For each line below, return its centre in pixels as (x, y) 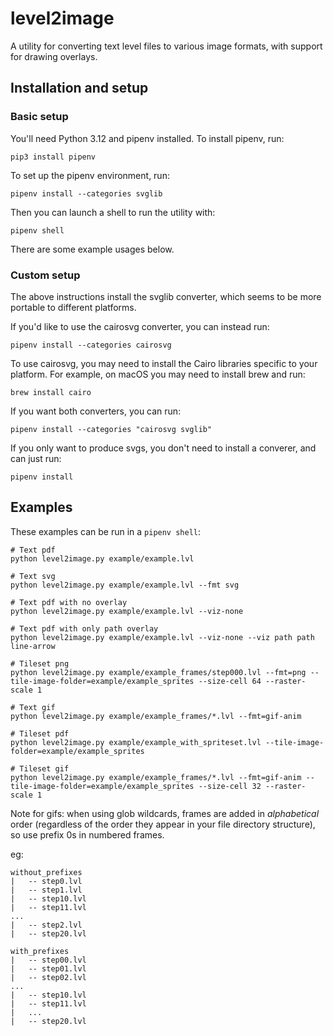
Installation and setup (79, 88)
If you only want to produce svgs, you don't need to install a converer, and (163, 448)
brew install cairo (51, 392)
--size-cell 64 (230, 681)
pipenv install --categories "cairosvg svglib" (111, 429)
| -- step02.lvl (48, 977)
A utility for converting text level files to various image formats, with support (166, 46)
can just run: (36, 458)
